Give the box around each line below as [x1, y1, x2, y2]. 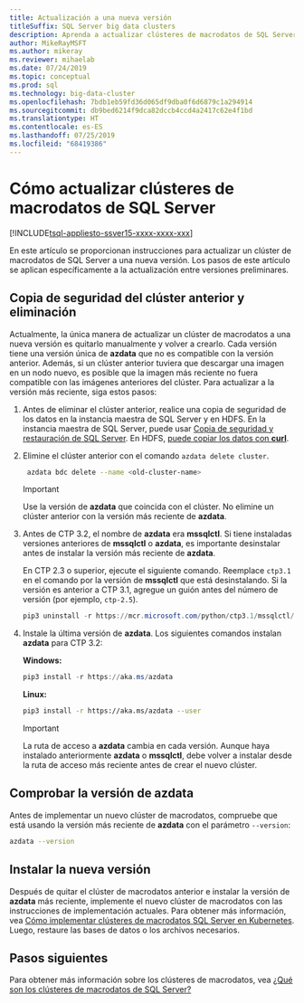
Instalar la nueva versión [9, 862, 151, 877]
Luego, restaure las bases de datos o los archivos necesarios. [9, 924, 240, 935]
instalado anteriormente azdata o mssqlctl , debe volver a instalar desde [22, 750, 292, 761]
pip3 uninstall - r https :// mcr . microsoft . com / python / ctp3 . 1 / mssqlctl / [22, 611, 295, 620]
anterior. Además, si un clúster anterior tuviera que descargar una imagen [9, 357, 285, 368]
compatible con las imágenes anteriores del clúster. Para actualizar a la [9, 376, 275, 387]
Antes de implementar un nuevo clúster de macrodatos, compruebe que [9, 809, 278, 820]
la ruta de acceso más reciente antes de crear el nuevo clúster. [22, 760, 258, 770]
